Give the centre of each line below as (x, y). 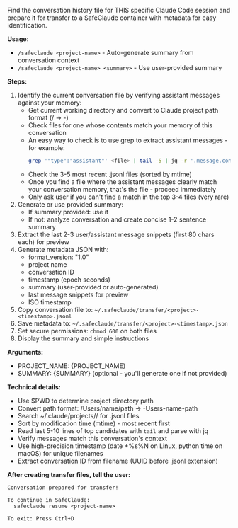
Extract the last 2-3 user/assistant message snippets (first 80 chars (116, 234)
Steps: (17, 81)
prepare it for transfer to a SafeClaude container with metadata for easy (112, 18)
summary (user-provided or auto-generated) (93, 287)
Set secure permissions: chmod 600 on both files (87, 331)
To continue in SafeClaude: (49, 500)
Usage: (18, 39)
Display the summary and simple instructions (83, 338)
